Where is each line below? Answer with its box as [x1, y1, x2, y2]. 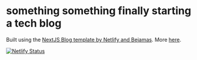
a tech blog [6, 16, 62, 30]
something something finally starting [6, 4, 192, 18]
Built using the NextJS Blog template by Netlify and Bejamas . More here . [6, 36, 182, 43]
